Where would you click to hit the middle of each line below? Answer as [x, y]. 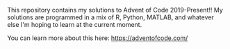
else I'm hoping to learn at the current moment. [75, 24]
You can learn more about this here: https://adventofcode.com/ [98, 38]
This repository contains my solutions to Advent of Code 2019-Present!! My [115, 10]
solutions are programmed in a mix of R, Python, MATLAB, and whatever [110, 17]
